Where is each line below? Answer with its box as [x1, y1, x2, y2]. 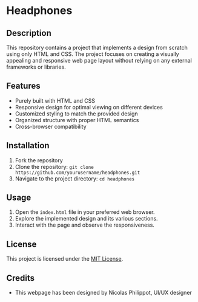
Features [6, 81, 41, 91]
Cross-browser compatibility [15, 123, 87, 130]
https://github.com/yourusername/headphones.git [15, 170, 140, 176]
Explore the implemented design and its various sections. [15, 215, 159, 222]
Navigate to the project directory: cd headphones [15, 174, 135, 182]
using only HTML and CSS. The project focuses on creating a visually [6, 50, 180, 58]
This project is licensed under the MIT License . [6, 255, 124, 263]
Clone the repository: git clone [15, 163, 94, 170]
